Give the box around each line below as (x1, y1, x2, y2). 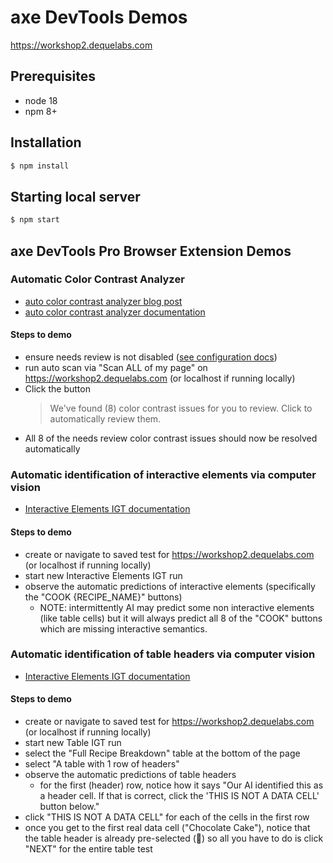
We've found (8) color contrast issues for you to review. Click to (49, 402, 313, 415)
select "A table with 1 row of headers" (24, 758, 180, 770)
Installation (10, 134, 82, 151)
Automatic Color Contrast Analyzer (10, 272, 185, 286)
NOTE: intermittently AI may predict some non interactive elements (39, 601, 315, 613)
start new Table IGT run (24, 737, 122, 749)
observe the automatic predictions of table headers (24, 769, 237, 781)
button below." (39, 801, 100, 813)
